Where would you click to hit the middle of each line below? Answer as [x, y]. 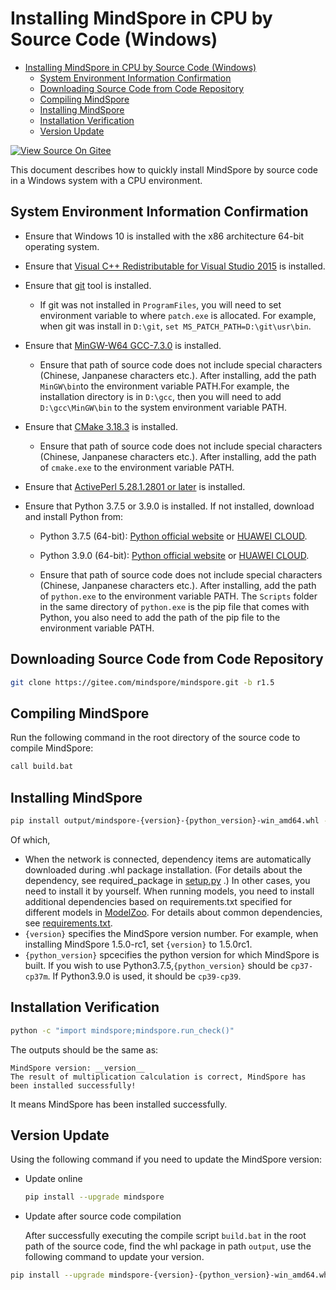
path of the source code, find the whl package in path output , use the [168, 1246]
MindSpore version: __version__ [77, 1068]
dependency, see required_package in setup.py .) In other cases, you [167, 880]
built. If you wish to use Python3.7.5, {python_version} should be [156, 965]
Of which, [30, 839]
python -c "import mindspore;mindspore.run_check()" [122, 1030]
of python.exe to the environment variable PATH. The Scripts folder [178, 596]
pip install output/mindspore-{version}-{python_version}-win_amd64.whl [165, 820]
